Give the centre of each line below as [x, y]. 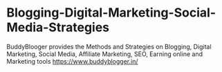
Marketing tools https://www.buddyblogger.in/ [72, 61]
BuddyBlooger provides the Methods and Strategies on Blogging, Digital [109, 46]
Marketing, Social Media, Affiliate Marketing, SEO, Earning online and [105, 54]
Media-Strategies [58, 27]
